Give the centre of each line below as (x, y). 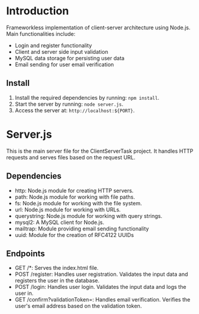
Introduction (38, 11)
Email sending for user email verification (64, 64)
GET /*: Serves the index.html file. (56, 268)
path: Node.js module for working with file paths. (75, 197)
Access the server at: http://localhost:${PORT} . (75, 110)
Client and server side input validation (62, 51)
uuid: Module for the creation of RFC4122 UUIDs (74, 235)
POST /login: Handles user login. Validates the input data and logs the (100, 287)
